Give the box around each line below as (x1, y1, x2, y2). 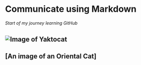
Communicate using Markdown (5, 3, 137, 15)
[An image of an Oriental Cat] (5, 52, 97, 60)
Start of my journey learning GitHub (5, 20, 78, 26)
